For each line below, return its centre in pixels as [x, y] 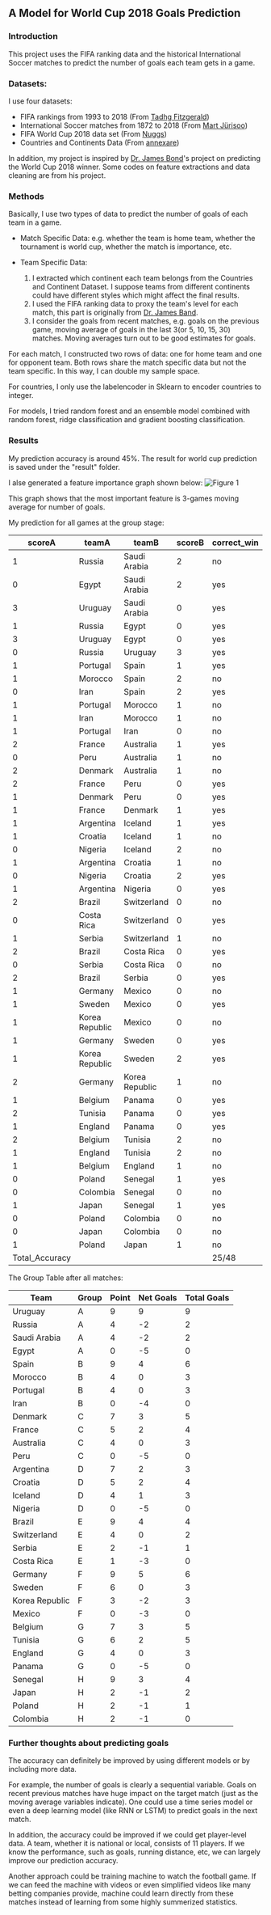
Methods [26, 196]
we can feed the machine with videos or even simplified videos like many [130, 1884]
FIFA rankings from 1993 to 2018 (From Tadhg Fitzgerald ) [115, 116]
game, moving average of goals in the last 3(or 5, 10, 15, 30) [131, 330]
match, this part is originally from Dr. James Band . [115, 313]
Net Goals [158, 1297]
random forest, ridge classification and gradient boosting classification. [127, 420]
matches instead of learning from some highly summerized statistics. [123, 1902]
